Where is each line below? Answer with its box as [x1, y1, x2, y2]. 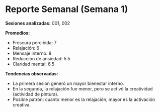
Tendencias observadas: [5, 70, 58, 76]
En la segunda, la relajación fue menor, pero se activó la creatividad [12, 85, 153, 91]
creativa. [12, 101, 31, 107]
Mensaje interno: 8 [12, 50, 52, 56]
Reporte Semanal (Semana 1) [5, 4, 128, 15]
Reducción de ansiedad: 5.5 [12, 55, 70, 61]
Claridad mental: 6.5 [12, 61, 54, 67]
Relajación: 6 [12, 45, 39, 51]
